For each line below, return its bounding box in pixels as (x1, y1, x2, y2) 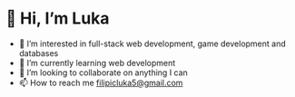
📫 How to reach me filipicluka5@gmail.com (18, 77, 183, 88)
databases (18, 47, 59, 58)
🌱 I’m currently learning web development (18, 57, 176, 68)
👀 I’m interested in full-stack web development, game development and (18, 38, 287, 49)
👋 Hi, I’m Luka (5, 8, 110, 29)
